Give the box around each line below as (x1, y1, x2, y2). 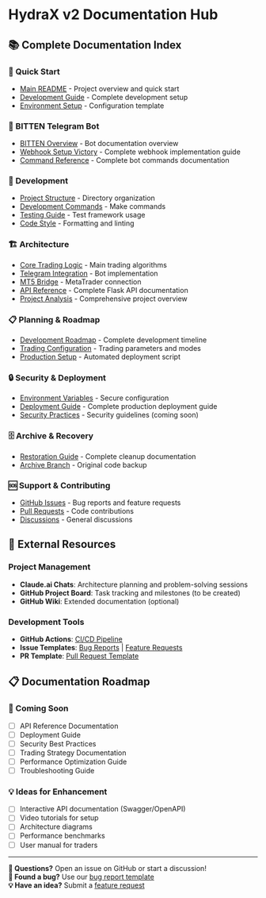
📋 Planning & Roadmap (8, 314, 101, 325)
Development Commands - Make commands (19, 202, 166, 211)
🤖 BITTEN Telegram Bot (8, 121, 100, 132)
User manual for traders (19, 840, 98, 850)
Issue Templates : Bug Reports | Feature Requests (19, 642, 183, 652)
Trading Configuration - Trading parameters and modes (19, 344, 202, 353)
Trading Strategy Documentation (19, 748, 127, 757)
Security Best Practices (19, 738, 97, 748)
